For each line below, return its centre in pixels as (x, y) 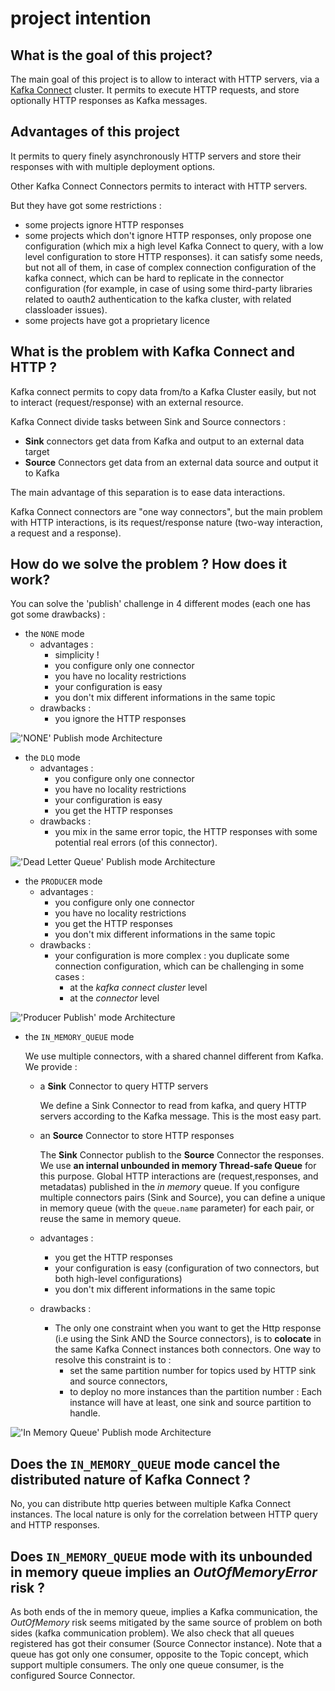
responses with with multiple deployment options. (113, 166)
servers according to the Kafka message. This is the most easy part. (180, 1116)
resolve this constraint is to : (113, 1360)
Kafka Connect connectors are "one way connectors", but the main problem (166, 511)
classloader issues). (66, 309)
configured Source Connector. (73, 1676)
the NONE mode (54, 634)
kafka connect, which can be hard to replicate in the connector (154, 278)
